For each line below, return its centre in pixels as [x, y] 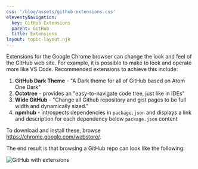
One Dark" [28, 87]
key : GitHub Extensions [41, 23]
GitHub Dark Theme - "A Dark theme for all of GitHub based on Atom [100, 81]
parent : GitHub [30, 28]
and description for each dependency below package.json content [96, 119]
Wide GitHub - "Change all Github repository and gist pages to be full [100, 100]
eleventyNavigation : [32, 17]
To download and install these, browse [54, 130]
